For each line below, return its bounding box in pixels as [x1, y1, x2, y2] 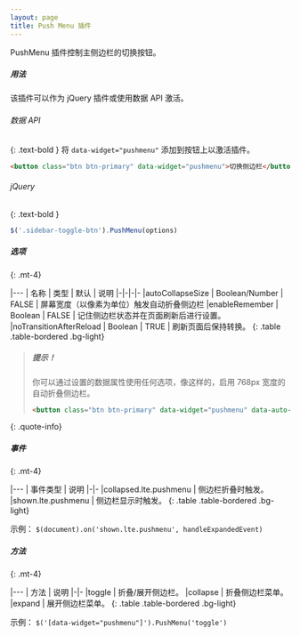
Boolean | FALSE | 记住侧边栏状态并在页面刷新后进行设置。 [10, 310, 226, 320]
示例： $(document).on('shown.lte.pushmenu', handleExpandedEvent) [10, 524, 264, 535]
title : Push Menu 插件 [10, 21, 92, 30]
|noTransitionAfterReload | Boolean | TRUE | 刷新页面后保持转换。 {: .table [10, 321, 281, 332]
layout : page [10, 12, 59, 22]
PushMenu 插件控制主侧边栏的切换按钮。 [10, 46, 161, 58]
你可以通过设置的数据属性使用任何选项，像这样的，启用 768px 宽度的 [31, 376, 286, 387]
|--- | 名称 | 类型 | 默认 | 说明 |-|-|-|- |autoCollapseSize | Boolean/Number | [10, 287, 284, 298]
